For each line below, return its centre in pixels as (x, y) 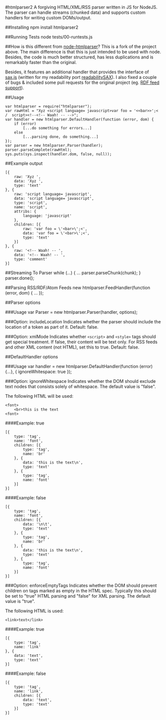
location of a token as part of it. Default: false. (52, 327)
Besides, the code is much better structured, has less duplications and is (79, 57)
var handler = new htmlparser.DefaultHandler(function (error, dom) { (80, 120)
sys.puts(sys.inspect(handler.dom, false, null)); (58, 154)
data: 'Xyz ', (28, 181)
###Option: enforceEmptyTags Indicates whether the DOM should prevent (81, 585)
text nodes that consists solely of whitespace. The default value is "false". (81, 387)
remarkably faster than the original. (41, 62)
